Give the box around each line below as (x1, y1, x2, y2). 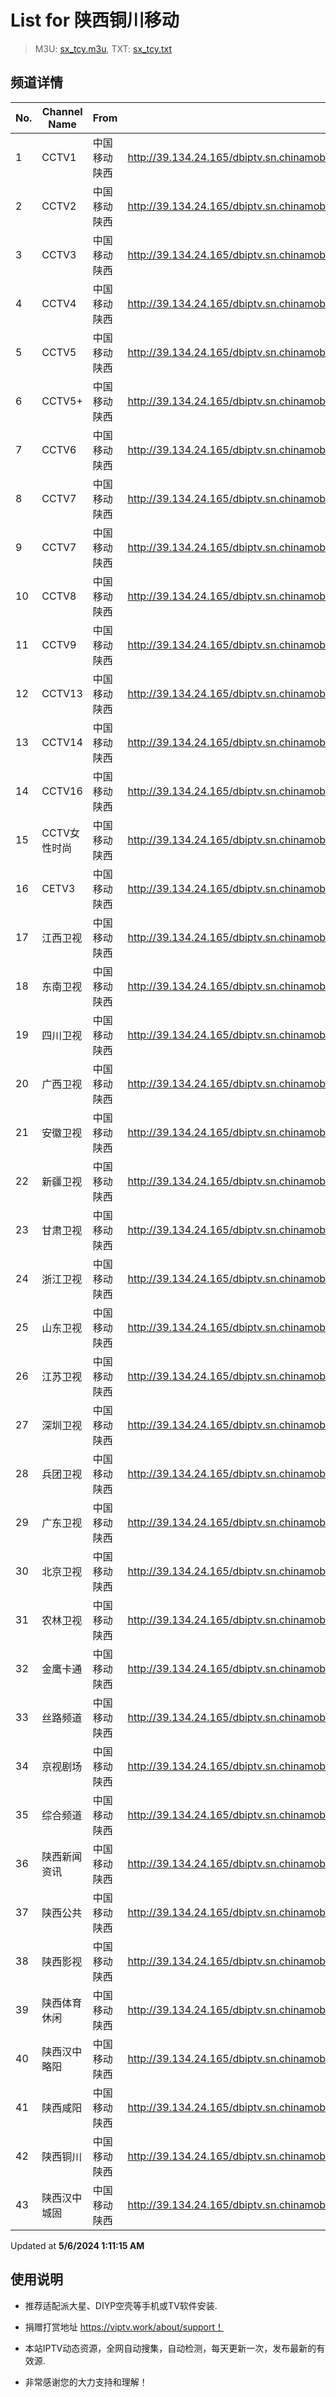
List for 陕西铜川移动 (10, 9, 180, 32)
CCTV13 (41, 686, 83, 700)
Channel (41, 104, 83, 118)
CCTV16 (41, 784, 83, 798)
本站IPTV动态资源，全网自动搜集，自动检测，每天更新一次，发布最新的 (24, 2342, 317, 2354)
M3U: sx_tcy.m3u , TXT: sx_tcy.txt (34, 42, 173, 55)
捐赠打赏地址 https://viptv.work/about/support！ (24, 2321, 225, 2333)
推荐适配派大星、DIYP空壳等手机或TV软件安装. (24, 2299, 218, 2311)
